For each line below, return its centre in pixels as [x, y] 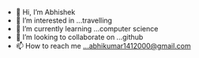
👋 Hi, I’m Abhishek [45, 12]
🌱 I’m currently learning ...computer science [87, 29]
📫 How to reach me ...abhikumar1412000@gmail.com [103, 46]
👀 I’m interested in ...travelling [64, 20]
